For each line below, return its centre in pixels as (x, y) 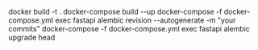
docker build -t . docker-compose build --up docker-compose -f (115, 12)
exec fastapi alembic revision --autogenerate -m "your (146, 20)
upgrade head (32, 37)
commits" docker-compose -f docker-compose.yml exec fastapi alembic (129, 29)
